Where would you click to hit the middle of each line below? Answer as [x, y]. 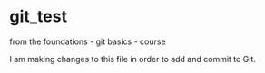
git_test [39, 17]
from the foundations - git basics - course [88, 41]
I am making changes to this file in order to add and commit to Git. [133, 59]
